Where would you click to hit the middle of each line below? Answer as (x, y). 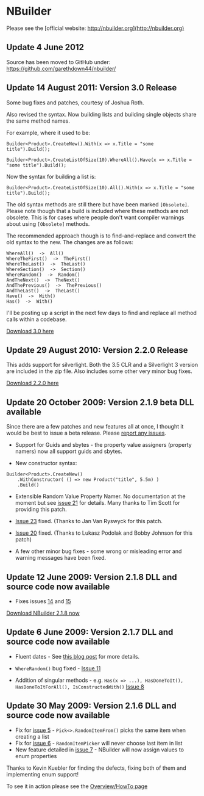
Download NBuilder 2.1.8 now (43, 613)
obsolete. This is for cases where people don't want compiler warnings (95, 217)
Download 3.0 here (30, 331)
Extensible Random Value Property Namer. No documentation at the (100, 496)
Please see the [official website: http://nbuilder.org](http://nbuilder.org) (95, 28)
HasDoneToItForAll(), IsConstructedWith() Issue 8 (79, 686)
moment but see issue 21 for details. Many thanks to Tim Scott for (97, 503)
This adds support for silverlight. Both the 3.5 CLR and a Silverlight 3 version (102, 365)
